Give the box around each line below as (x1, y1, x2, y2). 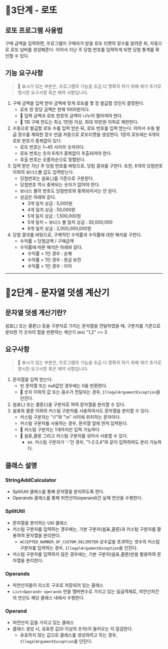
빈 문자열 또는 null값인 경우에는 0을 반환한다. (19, 382, 107, 388)
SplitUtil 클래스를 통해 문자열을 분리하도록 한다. (12, 489, 105, 495)
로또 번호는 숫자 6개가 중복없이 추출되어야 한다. (19, 150, 112, 156)
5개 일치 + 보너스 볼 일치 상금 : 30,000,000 (27, 219, 113, 225)
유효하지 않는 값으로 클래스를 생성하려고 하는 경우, (19, 632, 117, 638)
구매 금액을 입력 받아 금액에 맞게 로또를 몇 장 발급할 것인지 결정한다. (12, 100, 144, 106)
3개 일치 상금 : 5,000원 (27, 200, 73, 206)
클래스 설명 (5, 462, 37, 470)
